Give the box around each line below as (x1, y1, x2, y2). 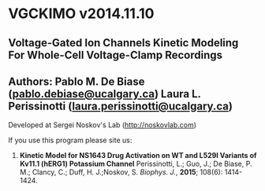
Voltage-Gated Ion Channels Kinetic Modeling (8, 36, 239, 50)
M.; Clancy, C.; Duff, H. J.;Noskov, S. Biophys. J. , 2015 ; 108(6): (19, 167, 223, 177)
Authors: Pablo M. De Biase (8, 75, 145, 88)
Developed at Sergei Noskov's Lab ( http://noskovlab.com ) (8, 120, 197, 130)
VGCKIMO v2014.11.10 (8, 5, 155, 23)
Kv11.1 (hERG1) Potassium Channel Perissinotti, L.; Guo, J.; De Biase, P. (19, 159, 252, 169)
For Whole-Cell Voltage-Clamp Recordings (8, 48, 223, 61)
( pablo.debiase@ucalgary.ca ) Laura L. (8, 87, 201, 101)
